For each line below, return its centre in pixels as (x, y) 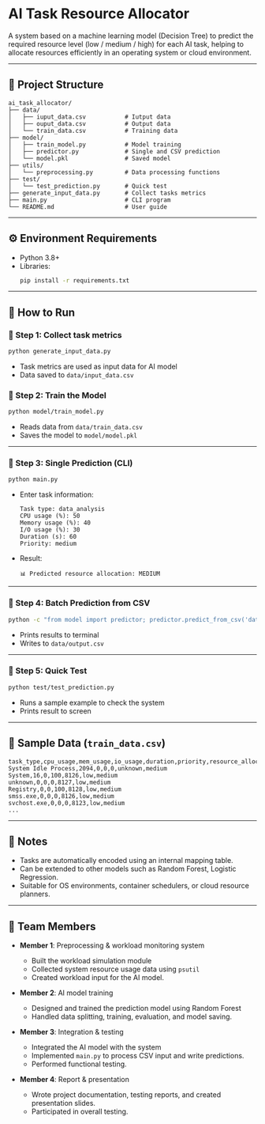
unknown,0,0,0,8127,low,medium (60, 782)
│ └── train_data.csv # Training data (93, 131)
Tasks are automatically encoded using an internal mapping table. (127, 861)
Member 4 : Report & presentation (75, 1080)
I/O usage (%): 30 (50, 530)
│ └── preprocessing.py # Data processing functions (114, 172)
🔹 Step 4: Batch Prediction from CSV (79, 604)
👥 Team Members (52, 926)
